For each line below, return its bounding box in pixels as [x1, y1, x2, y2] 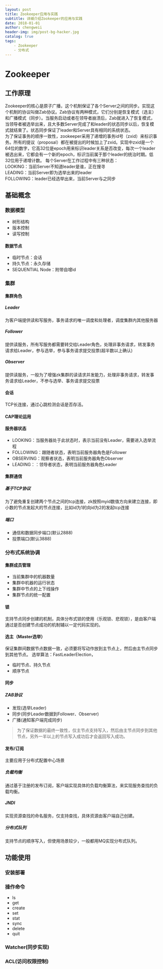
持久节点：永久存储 [12, 260, 51, 267]
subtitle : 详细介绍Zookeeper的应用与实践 [5, 16, 82, 21]
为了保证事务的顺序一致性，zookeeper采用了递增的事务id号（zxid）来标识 [5, 133, 153, 139]
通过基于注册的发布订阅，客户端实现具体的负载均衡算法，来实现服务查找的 [5, 782, 154, 788]
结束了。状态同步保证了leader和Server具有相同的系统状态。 [13, 127, 133, 133]
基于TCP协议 [5, 485, 31, 491]
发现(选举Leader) [12, 705, 47, 711]
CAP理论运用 [5, 413, 32, 420]
